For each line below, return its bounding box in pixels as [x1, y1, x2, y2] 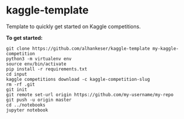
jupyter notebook [6, 107, 48, 113]
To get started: [6, 34, 43, 41]
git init [6, 86, 27, 93]
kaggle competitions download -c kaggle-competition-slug [6, 76, 150, 82]
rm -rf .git [6, 81, 35, 87]
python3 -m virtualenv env [6, 56, 72, 62]
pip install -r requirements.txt [6, 66, 88, 72]
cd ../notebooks [6, 102, 46, 108]
